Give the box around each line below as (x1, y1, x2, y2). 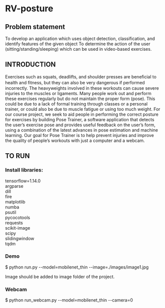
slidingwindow (5, 235, 34, 241)
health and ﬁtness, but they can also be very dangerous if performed (5, 79, 145, 85)
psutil (5, 209, 16, 215)
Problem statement (5, 23, 66, 31)
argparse (5, 183, 24, 189)
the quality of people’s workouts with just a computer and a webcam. (5, 137, 145, 143)
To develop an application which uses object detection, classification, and (5, 35, 155, 41)
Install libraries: (5, 167, 43, 173)
